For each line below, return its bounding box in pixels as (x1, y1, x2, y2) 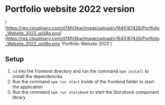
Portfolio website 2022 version (5, 3, 135, 15)
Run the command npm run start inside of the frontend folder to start (12, 78, 154, 84)
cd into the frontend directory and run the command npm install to (12, 68, 149, 74)
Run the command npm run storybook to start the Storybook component (12, 89, 160, 95)
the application (12, 84, 43, 90)
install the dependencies (12, 73, 63, 79)
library (12, 94, 26, 100)
